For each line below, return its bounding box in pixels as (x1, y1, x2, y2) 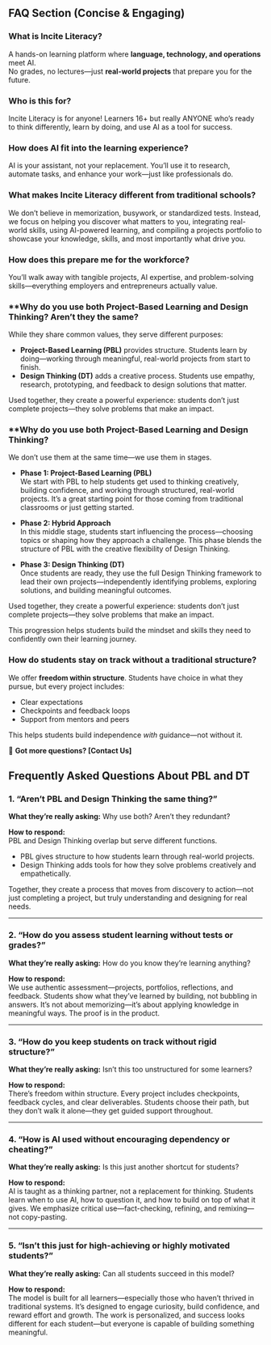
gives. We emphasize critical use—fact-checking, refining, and (8, 1203, 217, 1213)
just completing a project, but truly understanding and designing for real (8, 893, 248, 903)
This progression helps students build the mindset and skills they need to (8, 626, 252, 635)
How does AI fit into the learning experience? (8, 142, 189, 153)
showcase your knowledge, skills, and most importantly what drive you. (8, 234, 246, 244)
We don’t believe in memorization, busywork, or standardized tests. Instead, (8, 208, 261, 218)
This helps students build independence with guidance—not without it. (8, 730, 244, 740)
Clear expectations (19, 697, 83, 706)
